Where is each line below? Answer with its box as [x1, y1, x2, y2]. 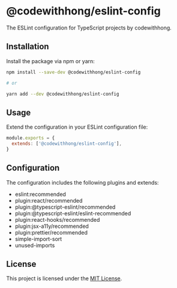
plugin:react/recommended [14, 197, 83, 204]
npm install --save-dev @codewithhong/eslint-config [6, 69, 141, 75]
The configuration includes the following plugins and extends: [6, 179, 159, 186]
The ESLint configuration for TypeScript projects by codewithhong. [6, 24, 172, 31]
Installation [6, 41, 49, 52]
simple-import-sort [14, 235, 62, 242]
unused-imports [14, 242, 55, 249]
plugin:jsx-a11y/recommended [14, 222, 89, 230]
